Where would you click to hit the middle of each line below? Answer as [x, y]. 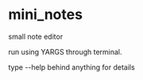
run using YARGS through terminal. [65, 51]
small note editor [36, 36]
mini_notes [46, 15]
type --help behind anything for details [71, 67]
